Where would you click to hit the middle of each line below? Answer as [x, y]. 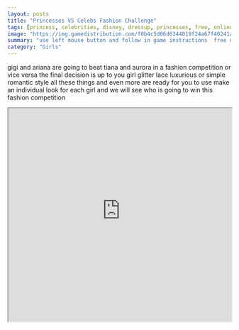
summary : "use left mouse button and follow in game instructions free [117, 41]
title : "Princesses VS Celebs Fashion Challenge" [82, 21]
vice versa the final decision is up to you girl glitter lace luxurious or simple [116, 75]
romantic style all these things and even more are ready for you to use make [118, 82]
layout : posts [28, 14]
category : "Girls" [34, 47]
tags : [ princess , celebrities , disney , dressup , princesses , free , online [120, 27]
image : [17, 34]
